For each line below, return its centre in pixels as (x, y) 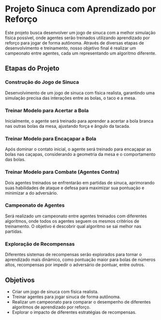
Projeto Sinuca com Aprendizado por (80, 9)
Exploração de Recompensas (40, 244)
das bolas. (15, 160)
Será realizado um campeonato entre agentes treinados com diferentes (76, 216)
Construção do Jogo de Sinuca (42, 82)
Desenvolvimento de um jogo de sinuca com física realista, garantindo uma (80, 92)
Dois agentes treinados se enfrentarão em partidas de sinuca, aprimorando (80, 183)
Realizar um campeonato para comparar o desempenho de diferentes (81, 302)
